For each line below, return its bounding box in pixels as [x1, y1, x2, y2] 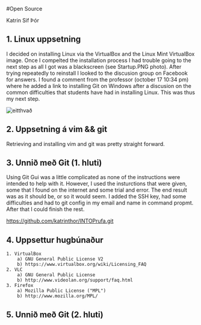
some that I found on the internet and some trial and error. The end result [6, 186, 188, 194]
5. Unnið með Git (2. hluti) [6, 309, 104, 320]
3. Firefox [6, 283, 34, 289]
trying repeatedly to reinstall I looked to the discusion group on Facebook [6, 69, 188, 77]
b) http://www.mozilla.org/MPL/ [17, 293, 98, 299]
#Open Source [6, 5, 43, 12]
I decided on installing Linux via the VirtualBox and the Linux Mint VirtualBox [6, 50, 195, 57]
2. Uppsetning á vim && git [6, 124, 107, 134]
